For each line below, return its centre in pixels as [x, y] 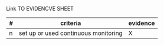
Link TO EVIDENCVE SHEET [40, 9]
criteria [71, 23]
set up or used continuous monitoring [70, 33]
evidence [142, 23]
